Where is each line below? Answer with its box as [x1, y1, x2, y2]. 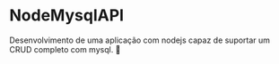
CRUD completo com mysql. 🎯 [9, 44, 121, 54]
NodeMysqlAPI [9, 5, 124, 26]
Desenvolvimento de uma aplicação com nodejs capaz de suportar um [9, 35, 271, 45]
